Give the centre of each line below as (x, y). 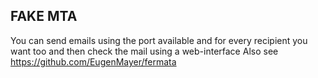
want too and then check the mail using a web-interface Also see (144, 51)
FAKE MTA (44, 16)
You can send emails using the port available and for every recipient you (159, 40)
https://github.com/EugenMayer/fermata (93, 61)
